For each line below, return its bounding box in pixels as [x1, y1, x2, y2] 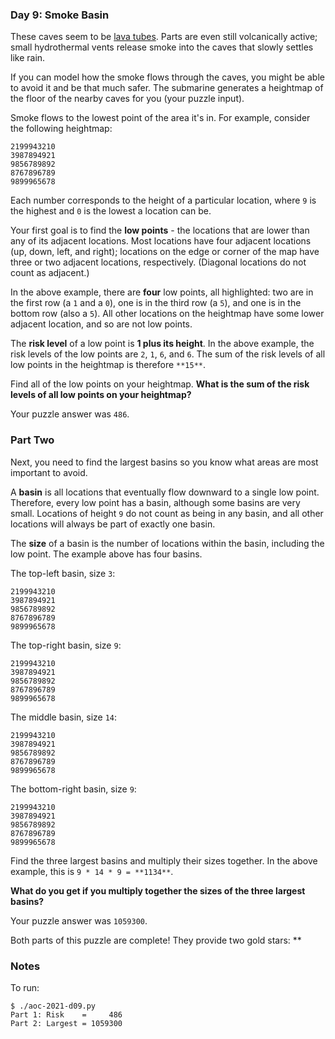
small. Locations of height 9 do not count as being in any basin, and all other [10, 507, 324, 519]
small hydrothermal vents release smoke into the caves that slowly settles [10, 41, 314, 53]
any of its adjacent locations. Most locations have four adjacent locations [10, 235, 312, 247]
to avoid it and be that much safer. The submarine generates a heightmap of [10, 82, 324, 94]
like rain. [10, 52, 46, 64]
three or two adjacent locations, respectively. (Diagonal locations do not [10, 256, 307, 268]
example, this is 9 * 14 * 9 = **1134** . [10, 865, 174, 877]
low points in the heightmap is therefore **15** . [10, 359, 207, 371]
